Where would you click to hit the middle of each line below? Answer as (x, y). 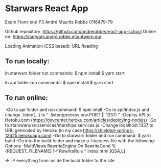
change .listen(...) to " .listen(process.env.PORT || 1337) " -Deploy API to (78, 114)
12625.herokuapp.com (28, 135)
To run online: (26, 98)
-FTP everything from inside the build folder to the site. (60, 160)
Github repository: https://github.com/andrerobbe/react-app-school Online (80, 31)
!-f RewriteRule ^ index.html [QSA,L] (89, 151)
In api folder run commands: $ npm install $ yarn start (59, 82)
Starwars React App (47, 9)
